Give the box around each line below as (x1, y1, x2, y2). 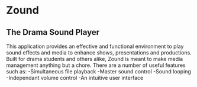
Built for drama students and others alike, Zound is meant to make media (6, 56, 183, 62)
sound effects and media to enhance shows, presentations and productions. (6, 49, 192, 56)
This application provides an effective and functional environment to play (6, 43, 184, 50)
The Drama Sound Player (6, 27, 99, 37)
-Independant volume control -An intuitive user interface (6, 75, 144, 81)
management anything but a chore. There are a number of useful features (6, 62, 186, 69)
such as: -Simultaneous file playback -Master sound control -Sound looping (6, 68, 191, 75)
